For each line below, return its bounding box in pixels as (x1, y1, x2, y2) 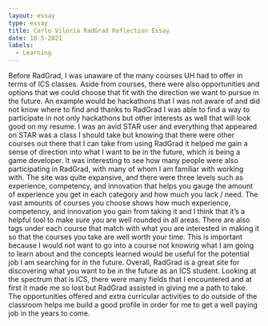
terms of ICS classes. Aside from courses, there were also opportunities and (8, 79, 260, 89)
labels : (8, 42, 34, 50)
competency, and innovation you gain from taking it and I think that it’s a (8, 207, 246, 216)
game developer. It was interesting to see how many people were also (8, 156, 238, 165)
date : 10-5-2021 (8, 34, 62, 42)
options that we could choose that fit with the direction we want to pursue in (8, 88, 259, 97)
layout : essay (8, 11, 56, 20)
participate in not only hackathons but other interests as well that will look (8, 113, 251, 122)
